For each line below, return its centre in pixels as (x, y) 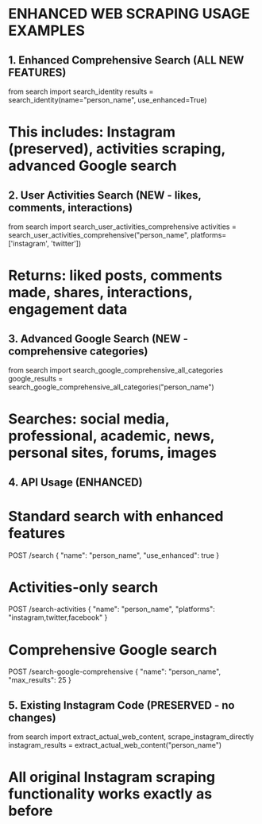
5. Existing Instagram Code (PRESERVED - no (122, 705)
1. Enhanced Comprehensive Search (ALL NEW (126, 60)
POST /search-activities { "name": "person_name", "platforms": (112, 609)
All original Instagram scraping (112, 778)
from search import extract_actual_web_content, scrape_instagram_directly (131, 737)
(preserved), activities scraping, (117, 149)
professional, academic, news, (112, 436)
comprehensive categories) (78, 351)
